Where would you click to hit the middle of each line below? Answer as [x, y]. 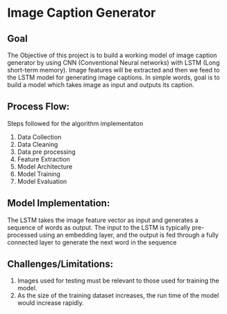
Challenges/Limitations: [60, 264]
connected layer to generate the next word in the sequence [92, 242]
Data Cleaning [37, 144]
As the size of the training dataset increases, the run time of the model [118, 296]
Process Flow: [39, 107]
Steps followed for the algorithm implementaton [75, 123]
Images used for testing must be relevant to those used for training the [118, 281]
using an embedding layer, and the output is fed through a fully [129, 235]
